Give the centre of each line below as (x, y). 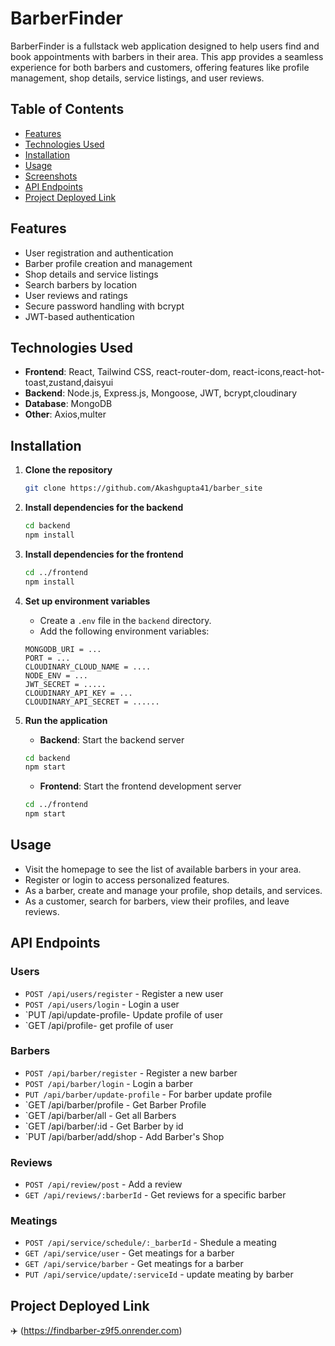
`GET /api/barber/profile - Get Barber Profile (115, 1104)
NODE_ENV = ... (56, 675)
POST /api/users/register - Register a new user (124, 993)
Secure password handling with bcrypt (104, 306)
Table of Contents (67, 109)
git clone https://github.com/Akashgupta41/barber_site (143, 488)
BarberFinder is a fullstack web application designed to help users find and (165, 46)
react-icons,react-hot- (278, 372)
